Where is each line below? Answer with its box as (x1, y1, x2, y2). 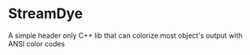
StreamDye (8, 5, 83, 23)
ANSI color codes (8, 38, 65, 48)
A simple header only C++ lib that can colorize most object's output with (8, 31, 243, 40)
